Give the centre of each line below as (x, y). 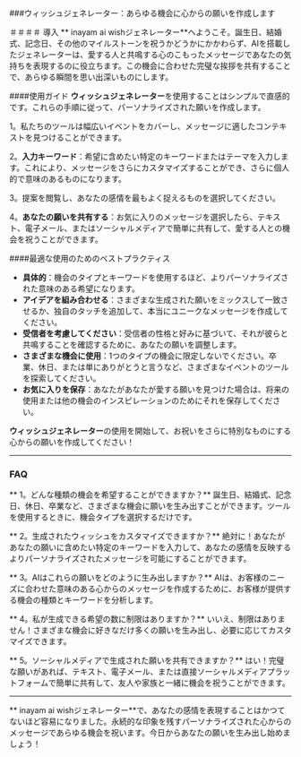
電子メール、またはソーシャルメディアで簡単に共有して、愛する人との (154, 228)
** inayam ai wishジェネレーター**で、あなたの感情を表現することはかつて (147, 710)
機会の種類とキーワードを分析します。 (87, 600)
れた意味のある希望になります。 (81, 288)
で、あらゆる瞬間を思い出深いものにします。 (91, 77)
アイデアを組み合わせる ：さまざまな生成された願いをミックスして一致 (151, 300)
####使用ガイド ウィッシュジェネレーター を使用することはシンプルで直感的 (150, 96)
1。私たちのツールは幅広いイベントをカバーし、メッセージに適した (133, 126)
